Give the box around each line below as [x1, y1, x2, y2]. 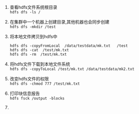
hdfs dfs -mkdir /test [9, 24, 56, 29]
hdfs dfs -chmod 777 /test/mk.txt [9, 81, 80, 86]
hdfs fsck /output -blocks [9, 96, 65, 101]
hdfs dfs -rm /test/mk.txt [9, 52, 67, 57]
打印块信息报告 [9, 91, 40, 96]
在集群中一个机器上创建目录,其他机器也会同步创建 [9, 19, 110, 24]
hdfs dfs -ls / [9, 10, 41, 15]
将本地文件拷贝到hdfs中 [9, 34, 58, 39]
